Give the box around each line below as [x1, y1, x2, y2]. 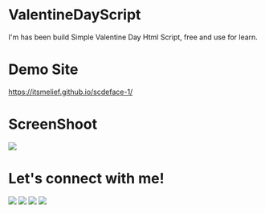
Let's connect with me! [8, 170, 165, 187]
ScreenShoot [8, 115, 98, 133]
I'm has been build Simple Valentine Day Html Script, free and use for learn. [8, 32, 259, 42]
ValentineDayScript [8, 6, 141, 24]
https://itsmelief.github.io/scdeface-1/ [8, 87, 133, 96]
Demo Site [8, 60, 79, 79]
